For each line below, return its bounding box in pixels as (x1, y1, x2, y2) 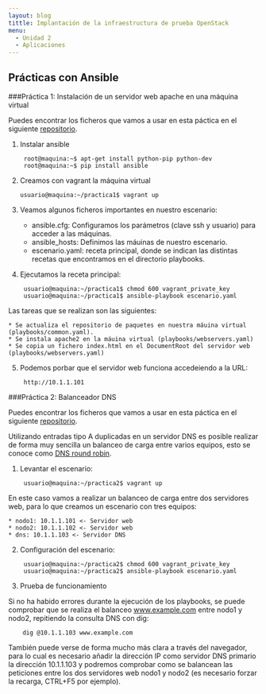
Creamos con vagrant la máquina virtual (19, 176, 151, 185)
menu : (8, 26, 26, 34)
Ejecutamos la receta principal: (19, 269, 121, 279)
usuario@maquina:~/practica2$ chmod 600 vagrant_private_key (23, 560, 230, 568)
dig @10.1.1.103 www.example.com (22, 629, 133, 637)
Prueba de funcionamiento (19, 581, 107, 591)
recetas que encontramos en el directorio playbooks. (31, 254, 205, 263)
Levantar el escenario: (19, 463, 93, 473)
